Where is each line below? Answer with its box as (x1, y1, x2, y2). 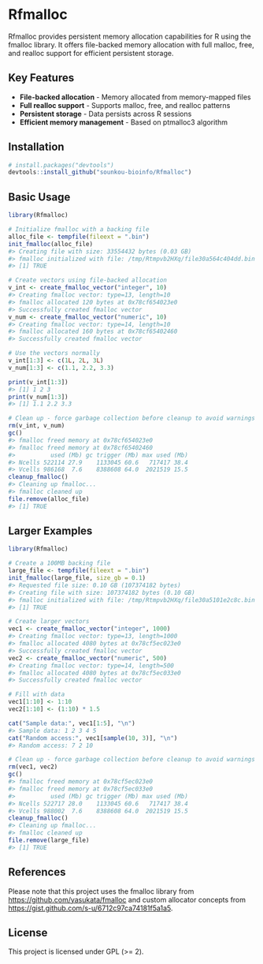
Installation (8, 140, 65, 154)
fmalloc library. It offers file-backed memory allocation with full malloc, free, (8, 39, 254, 49)
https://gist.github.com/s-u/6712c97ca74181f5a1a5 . (8, 903, 173, 913)
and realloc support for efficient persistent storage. (8, 48, 174, 58)
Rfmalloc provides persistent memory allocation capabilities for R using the (8, 32, 252, 41)
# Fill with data (8, 690, 65, 699)
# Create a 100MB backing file (8, 559, 111, 567)
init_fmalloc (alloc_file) (8, 240, 93, 248)
